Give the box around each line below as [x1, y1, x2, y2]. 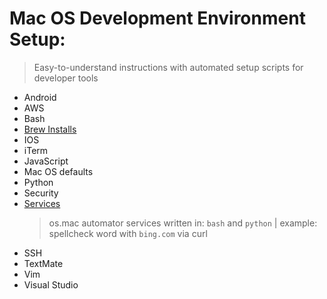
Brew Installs [23, 123, 77, 135]
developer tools [33, 72, 99, 84]
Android [23, 91, 57, 103]
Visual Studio [23, 278, 79, 291]
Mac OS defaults [23, 165, 94, 177]
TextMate [23, 257, 64, 269]
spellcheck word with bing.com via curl [48, 227, 208, 239]
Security [23, 187, 59, 199]
